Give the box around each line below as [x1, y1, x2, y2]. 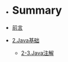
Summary [11, 4, 62, 17]
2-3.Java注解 [20, 49, 54, 57]
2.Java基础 [11, 36, 40, 44]
